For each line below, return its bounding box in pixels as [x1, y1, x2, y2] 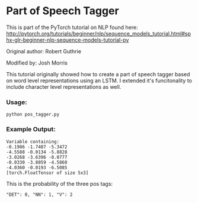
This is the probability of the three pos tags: [6, 180, 113, 187]
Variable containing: [6, 138, 60, 144]
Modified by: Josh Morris [6, 59, 68, 66]
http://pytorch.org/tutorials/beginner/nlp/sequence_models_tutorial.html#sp [6, 30, 191, 37]
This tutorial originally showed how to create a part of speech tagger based [6, 70, 190, 78]
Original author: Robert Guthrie [6, 47, 82, 54]
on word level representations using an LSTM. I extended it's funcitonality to [6, 77, 193, 84]
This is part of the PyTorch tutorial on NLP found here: [6, 24, 138, 31]
